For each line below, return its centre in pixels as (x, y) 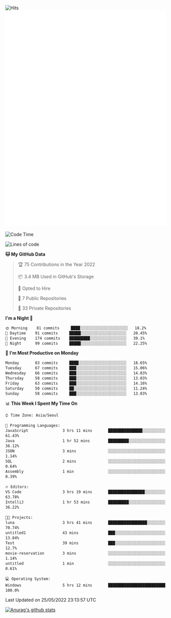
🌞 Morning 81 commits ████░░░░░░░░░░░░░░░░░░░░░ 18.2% (76, 328)
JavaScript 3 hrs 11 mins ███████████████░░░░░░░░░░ (86, 430)
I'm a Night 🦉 (19, 318)
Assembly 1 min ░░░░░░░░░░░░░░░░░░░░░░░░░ (86, 471)
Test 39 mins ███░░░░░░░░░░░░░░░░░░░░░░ (86, 543)
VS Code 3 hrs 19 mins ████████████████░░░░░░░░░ (86, 492)
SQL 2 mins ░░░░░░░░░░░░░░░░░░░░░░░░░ (86, 461)
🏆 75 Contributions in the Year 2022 (56, 264)
